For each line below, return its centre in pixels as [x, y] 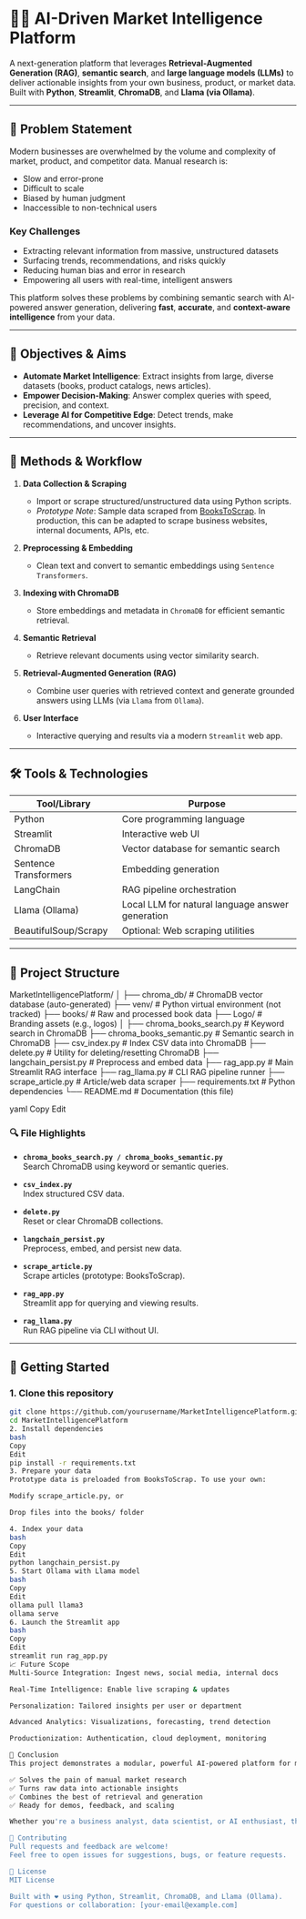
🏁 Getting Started [60, 1367]
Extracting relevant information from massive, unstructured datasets [151, 251]
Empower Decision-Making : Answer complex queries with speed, [147, 395]
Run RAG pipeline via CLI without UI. [91, 1330]
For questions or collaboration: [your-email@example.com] [124, 1905]
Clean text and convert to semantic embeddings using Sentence [155, 565]
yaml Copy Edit [38, 1109]
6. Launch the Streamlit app [65, 1622]
